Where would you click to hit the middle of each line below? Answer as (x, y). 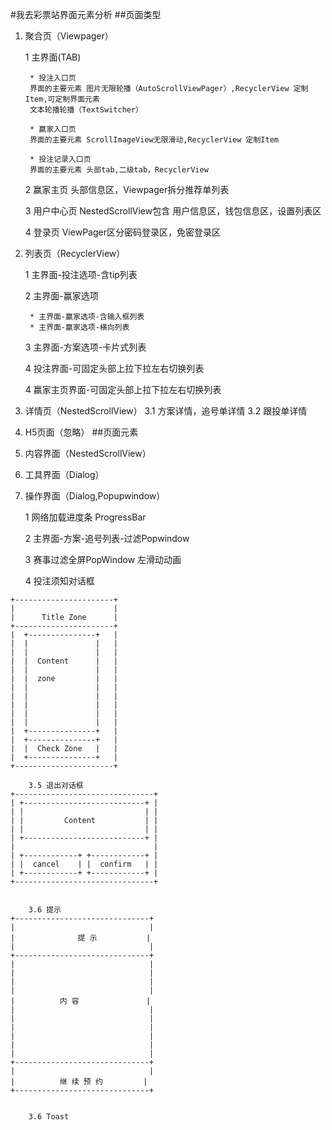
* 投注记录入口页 (60, 159)
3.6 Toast (49, 1117)
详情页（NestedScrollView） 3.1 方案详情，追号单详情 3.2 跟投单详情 (166, 411)
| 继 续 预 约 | (79, 1082)
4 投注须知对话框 (59, 581)
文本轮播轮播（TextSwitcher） (86, 110)
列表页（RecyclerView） (75, 253)
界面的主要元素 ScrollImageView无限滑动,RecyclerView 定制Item (154, 140)
